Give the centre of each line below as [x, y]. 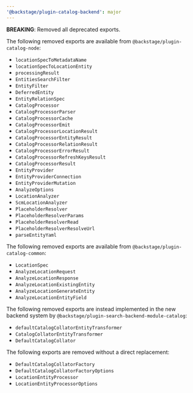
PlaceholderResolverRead [47, 222]
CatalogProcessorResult [46, 164]
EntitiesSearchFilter [42, 79]
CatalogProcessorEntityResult [54, 138]
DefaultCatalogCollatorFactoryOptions [64, 371]
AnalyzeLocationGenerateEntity [55, 291]
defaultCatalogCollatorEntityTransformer [68, 328]
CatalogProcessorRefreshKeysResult [60, 157]
